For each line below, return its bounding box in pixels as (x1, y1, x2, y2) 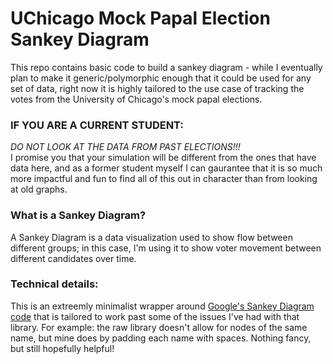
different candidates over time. (10, 252, 137, 264)
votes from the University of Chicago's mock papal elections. (10, 93, 263, 105)
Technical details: (10, 277, 99, 291)
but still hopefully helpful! (10, 342, 115, 354)
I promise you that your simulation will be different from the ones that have (10, 152, 317, 164)
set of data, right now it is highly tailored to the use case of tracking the (10, 82, 305, 94)
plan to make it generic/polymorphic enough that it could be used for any (10, 72, 312, 84)
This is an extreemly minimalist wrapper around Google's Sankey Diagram (10, 300, 315, 312)
